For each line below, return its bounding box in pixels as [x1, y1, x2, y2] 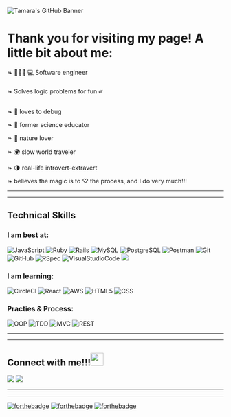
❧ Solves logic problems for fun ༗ [7, 87, 103, 95]
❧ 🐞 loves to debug [7, 107, 62, 115]
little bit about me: [7, 45, 113, 61]
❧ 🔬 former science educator [7, 120, 90, 128]
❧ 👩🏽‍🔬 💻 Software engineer [7, 68, 88, 76]
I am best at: [7, 230, 49, 240]
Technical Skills [7, 210, 76, 221]
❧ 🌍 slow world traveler [7, 148, 76, 156]
